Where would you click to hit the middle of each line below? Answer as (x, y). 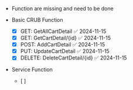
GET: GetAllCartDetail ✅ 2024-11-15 (63, 31)
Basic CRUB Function (37, 20)
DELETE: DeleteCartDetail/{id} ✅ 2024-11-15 (74, 58)
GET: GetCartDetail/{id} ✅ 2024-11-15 (66, 38)
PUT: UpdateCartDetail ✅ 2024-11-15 (65, 51)
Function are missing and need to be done (62, 9)
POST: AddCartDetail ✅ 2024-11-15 (63, 45)
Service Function (32, 69)
